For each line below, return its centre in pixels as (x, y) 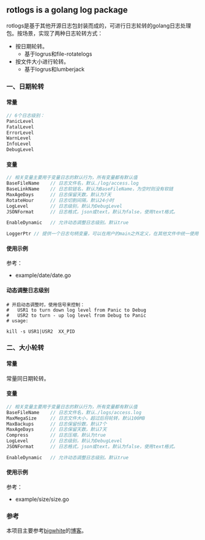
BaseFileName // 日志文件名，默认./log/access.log (73, 183)
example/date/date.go (43, 275)
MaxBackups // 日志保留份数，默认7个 (57, 424)
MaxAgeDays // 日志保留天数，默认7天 (57, 430)
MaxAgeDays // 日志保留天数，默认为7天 (59, 194)
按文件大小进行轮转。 (42, 61)
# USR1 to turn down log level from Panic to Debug (76, 310)
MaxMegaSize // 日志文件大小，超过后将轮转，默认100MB (76, 418)
